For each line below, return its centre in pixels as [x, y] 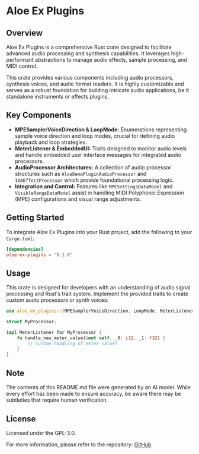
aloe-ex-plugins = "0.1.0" [39, 255]
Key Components [39, 115]
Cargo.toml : [20, 238]
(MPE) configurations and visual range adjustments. [78, 199]
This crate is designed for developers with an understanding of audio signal [98, 288]
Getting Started [35, 218]
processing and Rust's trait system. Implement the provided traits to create [97, 294]
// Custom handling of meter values [73, 343]
